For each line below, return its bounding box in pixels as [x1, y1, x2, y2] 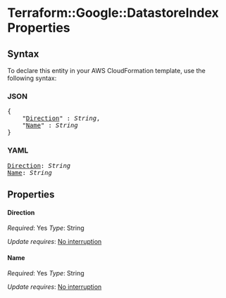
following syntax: [7, 74, 57, 82]
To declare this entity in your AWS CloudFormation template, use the [7, 67, 206, 74]
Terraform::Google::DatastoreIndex [7, 5, 220, 21]
